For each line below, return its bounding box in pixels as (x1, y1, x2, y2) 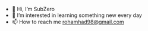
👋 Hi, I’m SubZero (11, 6, 55, 12)
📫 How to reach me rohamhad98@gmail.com (11, 18, 124, 25)
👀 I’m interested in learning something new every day (11, 12, 143, 19)
